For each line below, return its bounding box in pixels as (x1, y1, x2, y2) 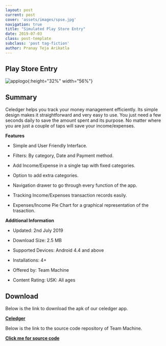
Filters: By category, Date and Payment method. (12, 153, 114, 159)
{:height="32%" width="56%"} (27, 78, 93, 84)
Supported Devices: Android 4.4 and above (12, 247, 104, 253)
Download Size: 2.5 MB (12, 237, 62, 244)
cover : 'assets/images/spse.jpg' (5, 17, 77, 22)
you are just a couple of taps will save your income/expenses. (5, 123, 135, 129)
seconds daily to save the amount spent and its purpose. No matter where (5, 117, 161, 123)
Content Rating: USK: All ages (12, 277, 76, 283)
